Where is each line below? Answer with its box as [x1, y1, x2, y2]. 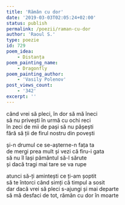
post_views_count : [6, 82, 53, 89]
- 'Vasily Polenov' [17, 76, 67, 82]
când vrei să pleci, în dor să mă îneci [6, 110, 98, 117]
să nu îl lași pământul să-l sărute [6, 154, 87, 161]
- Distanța [17, 54, 45, 60]
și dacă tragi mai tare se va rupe [6, 160, 87, 167]
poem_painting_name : [6, 59, 59, 66]
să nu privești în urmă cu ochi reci [6, 116, 91, 124]
